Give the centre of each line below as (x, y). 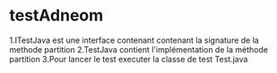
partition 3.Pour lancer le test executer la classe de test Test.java (129, 59)
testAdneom (56, 16)
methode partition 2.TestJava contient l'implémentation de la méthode (139, 49)
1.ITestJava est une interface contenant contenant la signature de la (134, 40)
